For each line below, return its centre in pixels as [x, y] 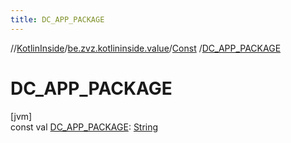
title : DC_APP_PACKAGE [57, 19]
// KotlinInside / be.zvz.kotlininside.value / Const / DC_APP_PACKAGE [146, 48]
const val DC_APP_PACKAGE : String [84, 127]
